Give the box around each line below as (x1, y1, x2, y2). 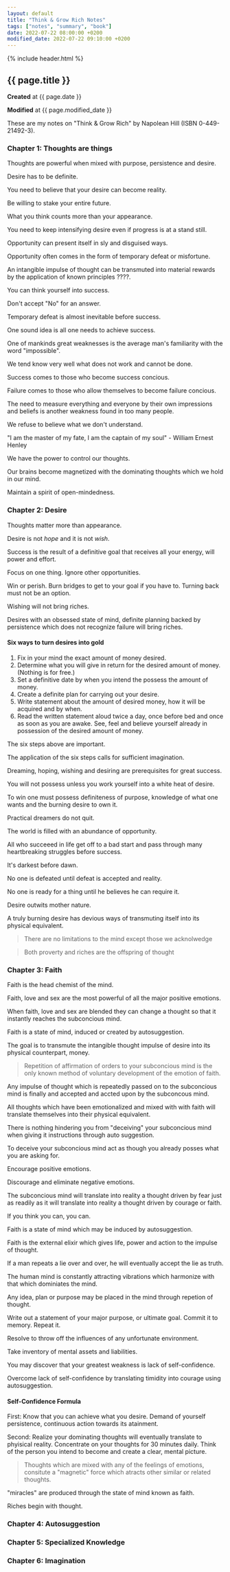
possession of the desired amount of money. (16, 726, 144, 735)
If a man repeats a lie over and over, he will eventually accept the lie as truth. (7, 1259, 224, 1267)
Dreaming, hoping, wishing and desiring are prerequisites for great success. (7, 766, 222, 774)
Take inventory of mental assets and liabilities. (7, 1348, 138, 1356)
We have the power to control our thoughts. (7, 454, 130, 463)
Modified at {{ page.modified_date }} (7, 106, 112, 114)
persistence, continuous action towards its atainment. (7, 1420, 159, 1428)
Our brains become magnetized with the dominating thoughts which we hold (7, 467, 224, 476)
